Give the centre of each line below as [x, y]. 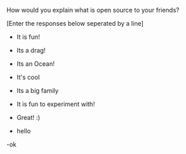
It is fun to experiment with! [56, 104]
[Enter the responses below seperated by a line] [75, 23]
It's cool [28, 77]
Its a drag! [31, 50]
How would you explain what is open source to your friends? [93, 10]
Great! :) [28, 118]
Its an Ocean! [35, 64]
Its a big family [37, 91]
